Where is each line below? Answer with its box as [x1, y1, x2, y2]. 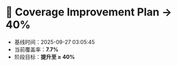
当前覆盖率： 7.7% [14, 46, 59, 53]
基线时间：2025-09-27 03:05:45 [14, 38, 95, 45]
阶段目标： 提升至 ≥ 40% [14, 53, 75, 60]
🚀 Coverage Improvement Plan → [5, 5, 172, 19]
